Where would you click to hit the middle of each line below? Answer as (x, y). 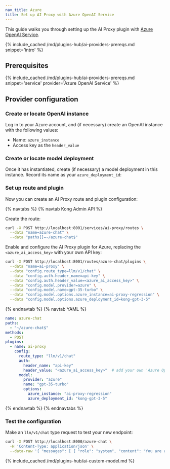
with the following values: (32, 130)
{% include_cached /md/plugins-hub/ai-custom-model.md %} (70, 461)
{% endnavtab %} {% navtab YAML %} (46, 309)
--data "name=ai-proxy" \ (37, 267)
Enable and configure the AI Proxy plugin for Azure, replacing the (73, 247)
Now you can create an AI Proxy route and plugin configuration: (72, 199)
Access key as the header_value (46, 145)
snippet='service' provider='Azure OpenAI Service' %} (62, 83)
